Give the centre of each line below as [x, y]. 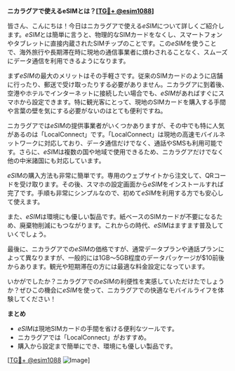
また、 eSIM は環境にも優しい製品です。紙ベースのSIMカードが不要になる [112, 217]
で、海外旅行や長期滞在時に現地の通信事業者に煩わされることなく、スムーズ [117, 52]
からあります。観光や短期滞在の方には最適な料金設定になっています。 [108, 266]
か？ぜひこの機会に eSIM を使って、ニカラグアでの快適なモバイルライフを [113, 290]
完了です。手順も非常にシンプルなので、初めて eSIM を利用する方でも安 [109, 193]
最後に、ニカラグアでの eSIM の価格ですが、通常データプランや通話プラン [113, 249]
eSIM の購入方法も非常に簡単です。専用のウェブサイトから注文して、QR [110, 175]
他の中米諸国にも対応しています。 [56, 161]
